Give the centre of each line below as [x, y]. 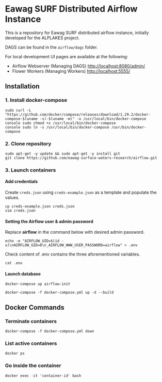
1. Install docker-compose [36, 100]
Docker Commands [35, 307]
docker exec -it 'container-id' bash [43, 376]
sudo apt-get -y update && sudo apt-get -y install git [63, 154]
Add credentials [21, 182]
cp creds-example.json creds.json [40, 207]
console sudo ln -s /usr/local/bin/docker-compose [57, 127]
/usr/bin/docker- [129, 127]
